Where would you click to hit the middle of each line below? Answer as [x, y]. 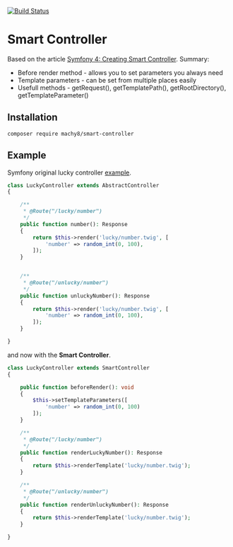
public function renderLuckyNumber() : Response [91, 452]
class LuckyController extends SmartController [79, 367]
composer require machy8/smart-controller [71, 134]
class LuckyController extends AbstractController [83, 185]
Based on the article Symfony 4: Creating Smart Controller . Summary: [108, 59]
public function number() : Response [74, 224]
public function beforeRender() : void [77, 387]
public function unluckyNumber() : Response [85, 296]
